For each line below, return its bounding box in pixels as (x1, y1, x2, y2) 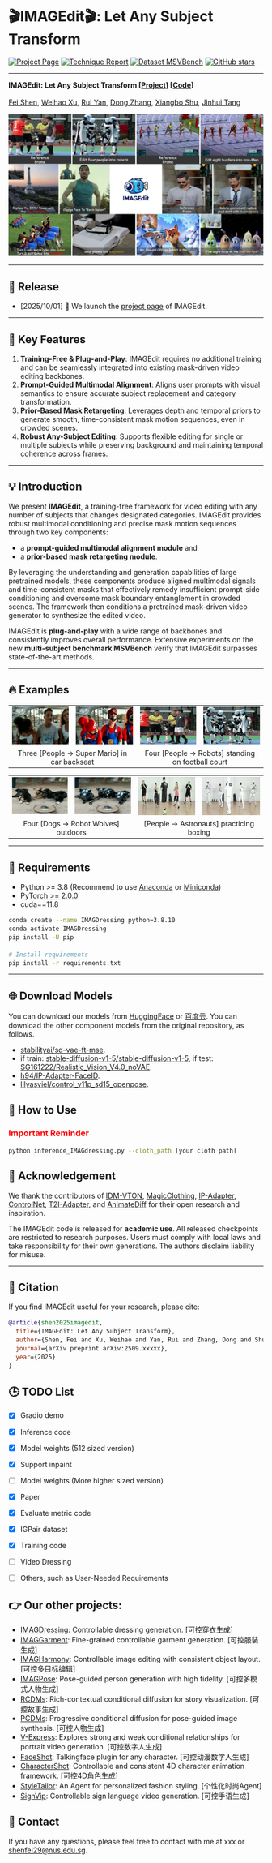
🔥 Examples (8, 683, 70, 697)
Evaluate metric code (19, 1508, 91, 1517)
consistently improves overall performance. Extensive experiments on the (8, 634, 253, 644)
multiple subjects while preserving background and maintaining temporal (19, 440, 264, 450)
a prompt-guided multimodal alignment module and (19, 543, 198, 552)
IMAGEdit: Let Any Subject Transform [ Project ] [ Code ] (8, 79, 194, 90)
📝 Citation (8, 1280, 59, 1294)
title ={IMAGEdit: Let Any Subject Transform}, (15, 1328, 176, 1336)
